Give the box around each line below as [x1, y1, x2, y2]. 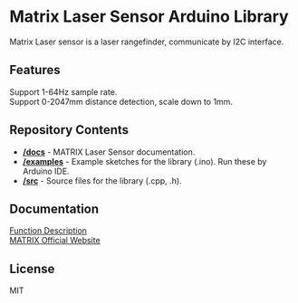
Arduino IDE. [22, 166, 70, 176]
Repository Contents [9, 122, 130, 137]
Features [9, 62, 61, 78]
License [9, 260, 55, 277]
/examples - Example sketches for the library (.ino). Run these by [22, 156, 267, 166]
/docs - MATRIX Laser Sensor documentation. [22, 147, 196, 157]
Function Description [9, 225, 88, 236]
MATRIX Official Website [9, 235, 101, 246]
